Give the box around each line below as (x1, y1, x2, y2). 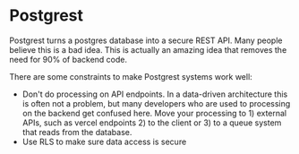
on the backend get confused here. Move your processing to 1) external (21, 107, 287, 118)
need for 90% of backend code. (9, 54, 128, 64)
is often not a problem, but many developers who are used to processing (21, 98, 291, 108)
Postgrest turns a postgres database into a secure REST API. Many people (9, 35, 283, 46)
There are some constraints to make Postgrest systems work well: (9, 71, 252, 81)
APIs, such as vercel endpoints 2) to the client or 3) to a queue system (21, 117, 282, 128)
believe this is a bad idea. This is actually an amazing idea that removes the (9, 44, 287, 55)
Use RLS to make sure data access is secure (21, 136, 187, 147)
